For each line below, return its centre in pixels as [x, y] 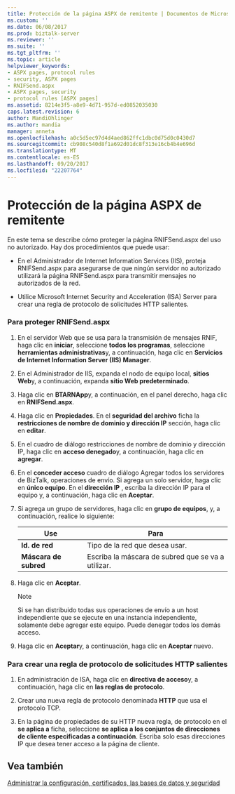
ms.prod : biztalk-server [43, 33]
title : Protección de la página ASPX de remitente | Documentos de [108, 14]
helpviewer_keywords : [39, 66]
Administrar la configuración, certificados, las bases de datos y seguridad [114, 783]
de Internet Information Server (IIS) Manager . [84, 359]
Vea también [35, 766]
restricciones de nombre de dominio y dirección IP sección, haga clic [119, 423]
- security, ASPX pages [42, 79]
